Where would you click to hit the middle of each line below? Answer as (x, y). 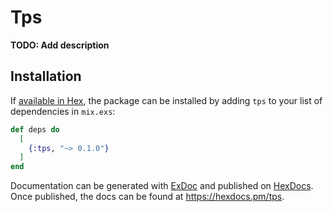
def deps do (35, 129)
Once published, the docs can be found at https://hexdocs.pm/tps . (147, 197)
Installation (46, 76)
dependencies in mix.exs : (63, 111)
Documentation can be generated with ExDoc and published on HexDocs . (162, 186)
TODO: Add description (60, 45)
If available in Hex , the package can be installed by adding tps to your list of (166, 100)
